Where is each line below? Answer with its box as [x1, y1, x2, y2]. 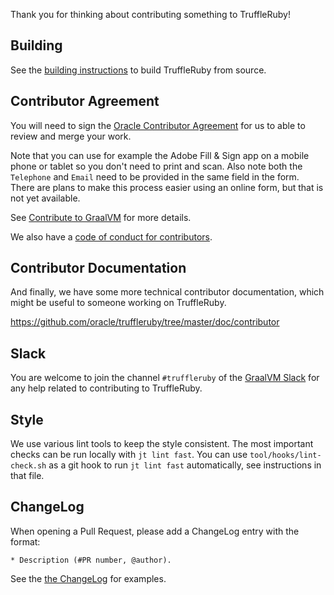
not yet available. [10, 192, 81, 204]
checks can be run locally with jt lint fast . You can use [10, 449, 248, 461]
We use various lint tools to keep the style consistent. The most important [10, 438, 314, 450]
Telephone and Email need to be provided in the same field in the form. [10, 170, 300, 183]
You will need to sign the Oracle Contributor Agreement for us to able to [10, 119, 306, 131]
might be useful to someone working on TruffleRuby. [10, 297, 227, 309]
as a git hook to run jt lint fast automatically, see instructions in [48, 459, 322, 471]
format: [10, 535, 41, 548]
